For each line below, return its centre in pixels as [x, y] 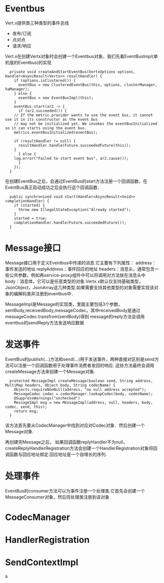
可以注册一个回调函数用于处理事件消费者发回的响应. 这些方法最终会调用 [82, 365]
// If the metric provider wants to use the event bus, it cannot [83, 115]
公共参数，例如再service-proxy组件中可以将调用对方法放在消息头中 [78, 275]
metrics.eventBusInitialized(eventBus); [56, 132]
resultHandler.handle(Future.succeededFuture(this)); [75, 145]
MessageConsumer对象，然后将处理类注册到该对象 [57, 497]
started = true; [31, 218]
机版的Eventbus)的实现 [28, 62]
